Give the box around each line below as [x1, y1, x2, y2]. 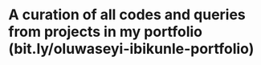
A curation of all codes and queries [8, 6, 247, 24]
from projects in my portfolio [8, 22, 203, 41]
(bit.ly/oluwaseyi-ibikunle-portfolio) [8, 40, 255, 58]
